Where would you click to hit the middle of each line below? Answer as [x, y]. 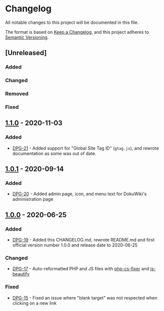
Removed [17, 94]
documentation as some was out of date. [54, 153]
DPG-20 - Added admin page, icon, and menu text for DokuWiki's [79, 194]
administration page [33, 199]
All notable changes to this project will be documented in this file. [72, 22]
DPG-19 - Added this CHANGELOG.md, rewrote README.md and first [83, 240]
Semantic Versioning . [27, 37]
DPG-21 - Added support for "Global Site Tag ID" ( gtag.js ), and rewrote [85, 148]
